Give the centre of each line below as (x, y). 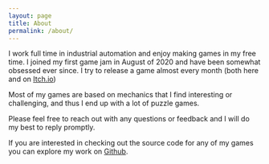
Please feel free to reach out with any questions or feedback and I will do (129, 119)
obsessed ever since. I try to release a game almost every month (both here (134, 71)
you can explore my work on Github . (68, 152)
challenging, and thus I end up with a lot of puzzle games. (104, 103)
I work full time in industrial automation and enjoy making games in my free (132, 54)
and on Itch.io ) (32, 79)
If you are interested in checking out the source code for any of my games (131, 143)
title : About (30, 23)
